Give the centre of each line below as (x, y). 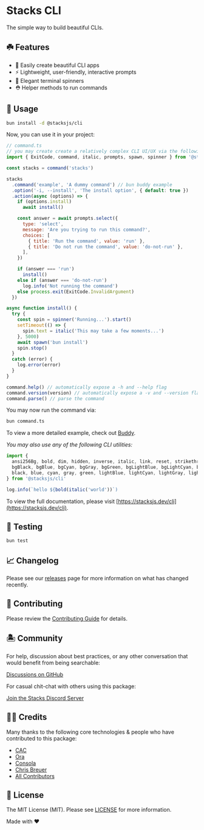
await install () (43, 208)
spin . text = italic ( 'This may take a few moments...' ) (93, 331)
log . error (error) (39, 365)
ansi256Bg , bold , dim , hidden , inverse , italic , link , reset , (92, 462)
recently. (17, 585)
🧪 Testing (25, 526)
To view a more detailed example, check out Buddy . (71, 433)
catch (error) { (32, 359)
